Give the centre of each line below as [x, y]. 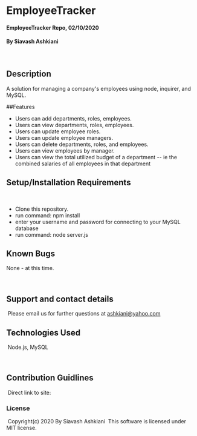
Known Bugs [31, 254]
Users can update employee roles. [58, 131]
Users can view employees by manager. [65, 150]
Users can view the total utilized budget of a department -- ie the [96, 157]
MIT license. [22, 428]
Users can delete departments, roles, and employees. [82, 144]
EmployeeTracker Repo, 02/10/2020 [53, 27]
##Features [21, 107]
